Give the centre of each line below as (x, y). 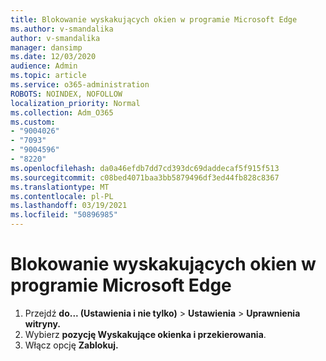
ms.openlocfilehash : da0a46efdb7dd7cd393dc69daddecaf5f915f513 (145, 168)
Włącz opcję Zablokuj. (71, 345)
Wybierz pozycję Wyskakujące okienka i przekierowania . (145, 334)
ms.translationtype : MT (60, 187)
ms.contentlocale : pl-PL (62, 196)
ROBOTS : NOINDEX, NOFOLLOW (66, 94)
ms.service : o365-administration (80, 85)
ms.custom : (33, 122)
